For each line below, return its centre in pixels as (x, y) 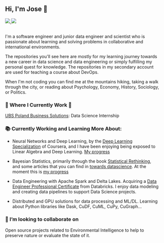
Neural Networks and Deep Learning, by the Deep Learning (72, 141)
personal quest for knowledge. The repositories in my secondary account (79, 67)
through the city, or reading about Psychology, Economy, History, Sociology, (82, 87)
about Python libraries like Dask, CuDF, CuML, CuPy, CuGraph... (77, 207)
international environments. (33, 47)
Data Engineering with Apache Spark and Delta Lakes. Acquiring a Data (84, 181)
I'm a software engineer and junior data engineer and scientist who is (75, 36)
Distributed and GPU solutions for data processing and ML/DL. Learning (85, 201)
